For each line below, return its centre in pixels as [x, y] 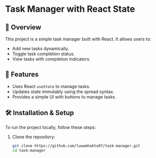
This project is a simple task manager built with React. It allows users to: [78, 39]
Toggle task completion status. [43, 54]
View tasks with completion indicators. [51, 59]
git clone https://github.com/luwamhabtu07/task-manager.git [76, 146]
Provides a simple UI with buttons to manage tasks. [64, 96]
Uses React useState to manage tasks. [51, 86]
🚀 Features [22, 75]
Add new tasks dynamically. [41, 48]
